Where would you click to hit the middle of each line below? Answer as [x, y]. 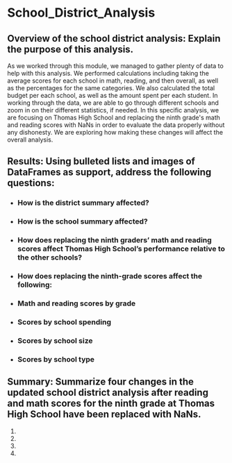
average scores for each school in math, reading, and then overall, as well [113, 81]
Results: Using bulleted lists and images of [101, 161]
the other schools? [49, 258]
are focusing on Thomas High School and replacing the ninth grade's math [114, 117]
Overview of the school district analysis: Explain [114, 39]
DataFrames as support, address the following [109, 172]
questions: [31, 183]
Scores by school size [55, 340]
